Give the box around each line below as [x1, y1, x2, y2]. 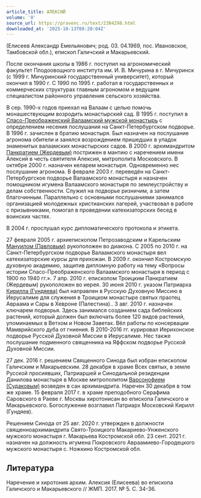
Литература [6, 462, 54, 473]
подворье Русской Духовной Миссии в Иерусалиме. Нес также [6, 332, 172, 339]
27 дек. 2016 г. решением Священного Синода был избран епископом [6, 357, 187, 364]
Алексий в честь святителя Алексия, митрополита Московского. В [6, 155, 178, 163]
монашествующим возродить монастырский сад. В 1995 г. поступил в [6, 110, 188, 118]
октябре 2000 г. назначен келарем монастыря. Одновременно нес [6, 162, 179, 169]
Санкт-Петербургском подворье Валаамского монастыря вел [6, 249, 167, 256]
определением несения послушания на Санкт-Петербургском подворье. [6, 123, 196, 130]
